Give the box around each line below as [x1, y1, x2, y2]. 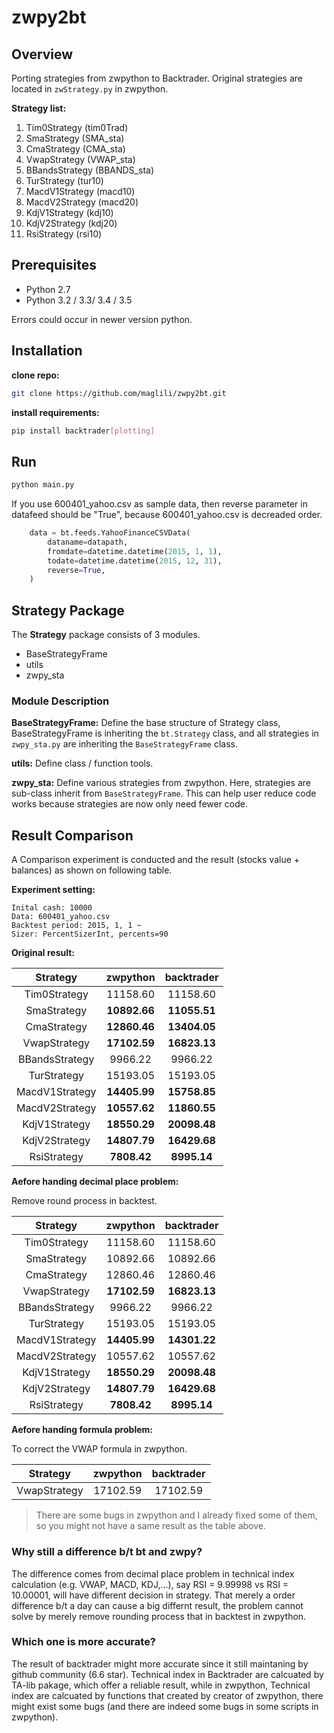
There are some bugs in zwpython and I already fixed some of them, [35, 1509, 318, 1521]
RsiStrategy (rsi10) [25, 228, 103, 240]
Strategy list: [11, 102, 67, 114]
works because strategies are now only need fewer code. [11, 798, 249, 810]
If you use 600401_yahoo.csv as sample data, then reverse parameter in [11, 498, 308, 510]
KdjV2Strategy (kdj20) [25, 217, 118, 229]
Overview [11, 46, 74, 63]
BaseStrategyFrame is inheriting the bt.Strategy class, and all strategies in [11, 727, 319, 740]
